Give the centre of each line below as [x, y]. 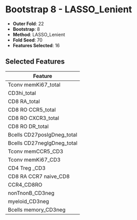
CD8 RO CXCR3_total [34, 118]
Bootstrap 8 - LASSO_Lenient [69, 9]
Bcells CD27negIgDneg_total [43, 143]
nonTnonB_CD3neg [31, 193]
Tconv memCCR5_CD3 [35, 151]
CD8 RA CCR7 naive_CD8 [39, 176]
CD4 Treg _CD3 [27, 168]
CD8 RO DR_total [28, 126]
